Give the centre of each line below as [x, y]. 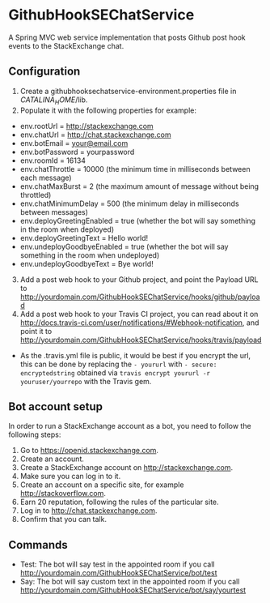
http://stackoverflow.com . [63, 494]
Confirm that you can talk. [63, 520]
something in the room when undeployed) [90, 255]
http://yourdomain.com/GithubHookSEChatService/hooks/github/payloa [140, 297]
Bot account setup [56, 406]
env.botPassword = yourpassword [77, 152]
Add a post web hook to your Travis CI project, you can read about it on [139, 314]
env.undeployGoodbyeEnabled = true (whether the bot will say [124, 246]
